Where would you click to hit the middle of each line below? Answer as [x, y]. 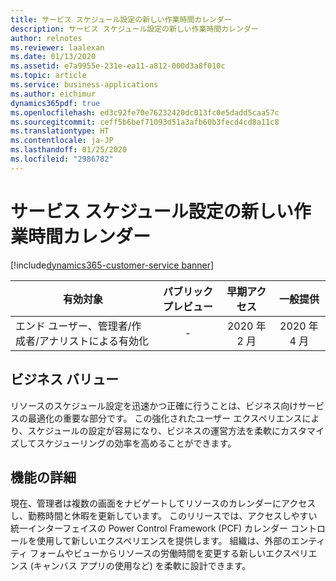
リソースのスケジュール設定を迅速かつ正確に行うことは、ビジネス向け [154, 405]
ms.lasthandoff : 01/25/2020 [69, 150]
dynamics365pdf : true [55, 103]
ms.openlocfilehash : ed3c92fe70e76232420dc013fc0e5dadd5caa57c [145, 112]
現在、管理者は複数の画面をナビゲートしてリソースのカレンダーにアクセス [163, 503]
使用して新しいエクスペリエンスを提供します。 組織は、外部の [164, 541]
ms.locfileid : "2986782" [62, 159]
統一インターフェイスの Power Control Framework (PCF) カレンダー [149, 528]
